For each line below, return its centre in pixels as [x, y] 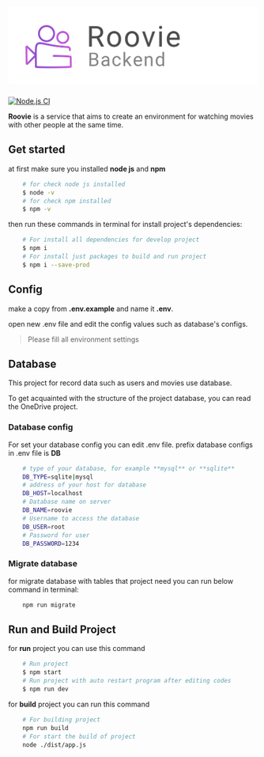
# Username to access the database [81, 518]
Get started [37, 150]
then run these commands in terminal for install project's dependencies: [125, 225]
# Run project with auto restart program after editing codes [127, 681]
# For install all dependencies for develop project [111, 240]
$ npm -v [37, 209]
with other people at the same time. [66, 124]
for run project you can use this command [77, 649]
